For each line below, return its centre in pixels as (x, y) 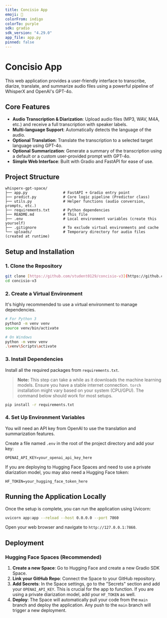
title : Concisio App (27, 10)
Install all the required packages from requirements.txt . (62, 370)
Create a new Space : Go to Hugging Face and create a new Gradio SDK (86, 568)
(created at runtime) (28, 236)
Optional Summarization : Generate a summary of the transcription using (87, 151)
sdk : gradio (17, 28)
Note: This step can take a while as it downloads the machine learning (89, 380)
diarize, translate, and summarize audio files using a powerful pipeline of (80, 86)
